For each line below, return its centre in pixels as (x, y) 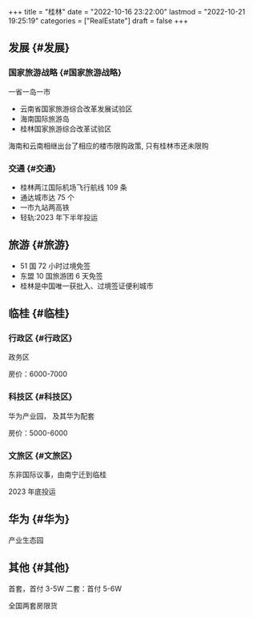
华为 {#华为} (39, 519)
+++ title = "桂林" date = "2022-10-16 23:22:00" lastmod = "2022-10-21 (127, 12)
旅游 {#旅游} (39, 245)
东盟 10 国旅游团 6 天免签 (61, 275)
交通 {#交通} (32, 168)
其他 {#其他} (39, 568)
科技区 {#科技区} (40, 397)
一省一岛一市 (29, 91)
